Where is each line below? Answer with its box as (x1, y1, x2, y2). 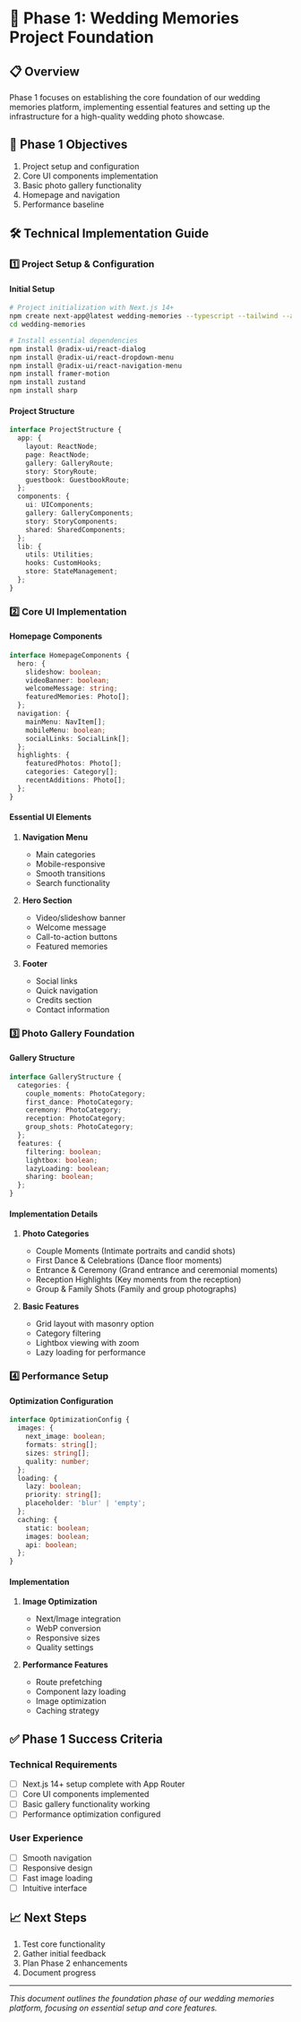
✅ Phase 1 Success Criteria (9, 1731, 163, 1746)
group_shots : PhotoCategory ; (25, 1123, 134, 1131)
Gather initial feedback (21, 1948, 107, 1958)
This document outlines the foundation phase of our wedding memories (9, 1992, 275, 2003)
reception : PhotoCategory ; (25, 1114, 126, 1123)
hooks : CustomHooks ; (25, 559, 102, 568)
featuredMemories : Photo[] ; (25, 693, 130, 701)
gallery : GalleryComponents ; (25, 509, 134, 518)
